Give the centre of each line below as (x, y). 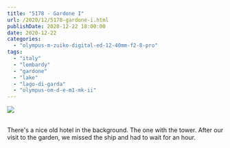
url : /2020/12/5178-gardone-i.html (58, 20)
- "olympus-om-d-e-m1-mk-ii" (55, 90)
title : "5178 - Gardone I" (46, 13)
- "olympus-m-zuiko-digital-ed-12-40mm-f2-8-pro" (85, 45)
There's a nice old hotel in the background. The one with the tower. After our (115, 130)
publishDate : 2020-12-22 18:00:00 (57, 26)
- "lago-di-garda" (40, 84)
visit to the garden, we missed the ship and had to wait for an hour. (101, 138)
